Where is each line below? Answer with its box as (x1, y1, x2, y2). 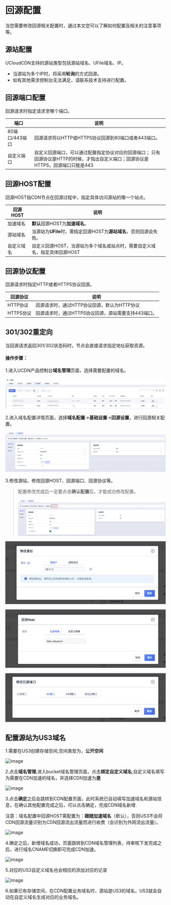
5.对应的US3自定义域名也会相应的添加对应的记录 (5, 867, 108, 873)
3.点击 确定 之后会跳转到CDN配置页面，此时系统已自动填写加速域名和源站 (5, 796, 158, 802)
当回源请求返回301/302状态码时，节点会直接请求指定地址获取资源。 (5, 342, 148, 348)
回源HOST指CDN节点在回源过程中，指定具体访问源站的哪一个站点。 (5, 194, 148, 200)
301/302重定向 (5, 328, 53, 337)
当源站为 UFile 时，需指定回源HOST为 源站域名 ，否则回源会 (32, 228, 154, 235)
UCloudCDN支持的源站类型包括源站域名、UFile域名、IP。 (5, 60, 126, 66)
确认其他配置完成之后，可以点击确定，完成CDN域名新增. (18, 802, 137, 808)
